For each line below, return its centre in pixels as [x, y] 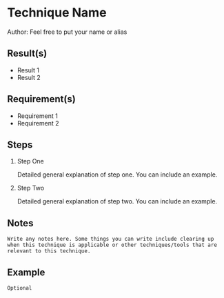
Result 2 [29, 77]
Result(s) [27, 53]
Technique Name [57, 13]
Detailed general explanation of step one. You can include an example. [117, 175]
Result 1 [28, 70]
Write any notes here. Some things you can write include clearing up [111, 239]
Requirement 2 [38, 123]
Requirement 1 [38, 116]
